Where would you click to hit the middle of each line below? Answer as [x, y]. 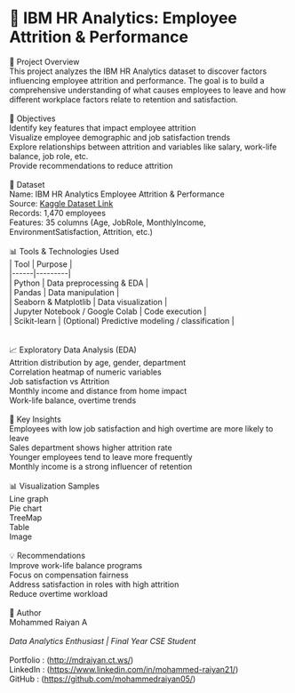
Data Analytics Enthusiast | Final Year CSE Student [103, 641]
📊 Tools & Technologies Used [64, 251]
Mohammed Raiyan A [48, 622]
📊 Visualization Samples [55, 486]
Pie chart [26, 508]
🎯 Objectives [32, 118]
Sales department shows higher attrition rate [91, 447]
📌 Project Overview [44, 61]
